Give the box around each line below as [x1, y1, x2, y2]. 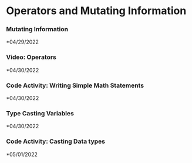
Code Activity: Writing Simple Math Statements [6, 81, 144, 89]
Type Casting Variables [6, 109, 75, 117]
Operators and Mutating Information [6, 4, 187, 18]
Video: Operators [6, 53, 57, 61]
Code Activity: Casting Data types [6, 137, 106, 145]
